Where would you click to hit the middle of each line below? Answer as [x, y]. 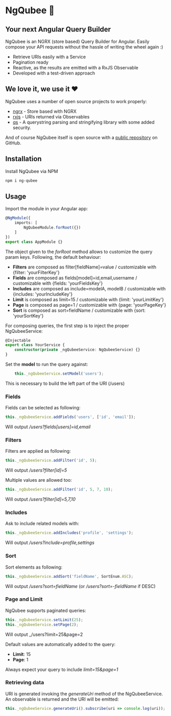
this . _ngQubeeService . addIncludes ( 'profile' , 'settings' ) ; [69, 533]
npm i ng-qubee [21, 181]
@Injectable [18, 340]
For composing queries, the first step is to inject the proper [67, 326]
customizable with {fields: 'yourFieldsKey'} [58, 283]
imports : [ [26, 223]
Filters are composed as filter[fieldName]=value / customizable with [84, 267]
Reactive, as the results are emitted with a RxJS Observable [76, 68]
